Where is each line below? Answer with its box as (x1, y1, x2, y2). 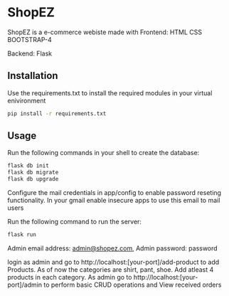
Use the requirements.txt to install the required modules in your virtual (7, 88, 213, 97)
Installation (7, 70, 58, 82)
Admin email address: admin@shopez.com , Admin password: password (7, 243, 218, 253)
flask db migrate (7, 169, 59, 176)
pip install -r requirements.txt (7, 110, 107, 117)
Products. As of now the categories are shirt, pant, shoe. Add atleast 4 (7, 265, 214, 274)
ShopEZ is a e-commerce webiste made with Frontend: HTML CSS (7, 28, 203, 36)
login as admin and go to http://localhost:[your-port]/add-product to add (7, 258, 220, 266)
